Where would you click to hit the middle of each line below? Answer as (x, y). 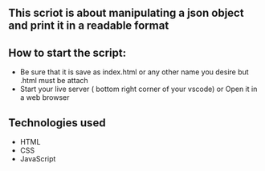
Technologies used (57, 123)
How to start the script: (67, 52)
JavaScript (38, 159)
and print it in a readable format (89, 26)
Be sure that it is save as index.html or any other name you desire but (134, 72)
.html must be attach (54, 81)
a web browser (45, 97)
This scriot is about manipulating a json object (126, 13)
